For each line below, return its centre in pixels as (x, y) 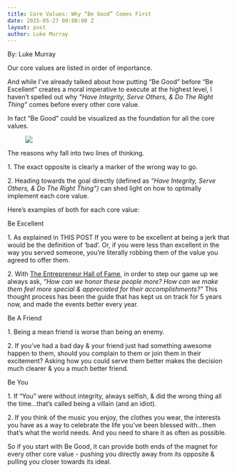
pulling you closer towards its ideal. (60, 462)
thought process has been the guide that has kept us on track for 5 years (115, 297)
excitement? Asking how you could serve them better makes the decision (115, 361)
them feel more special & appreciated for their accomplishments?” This (112, 289)
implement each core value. (48, 196)
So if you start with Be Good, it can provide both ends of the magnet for (113, 447)
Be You (18, 382)
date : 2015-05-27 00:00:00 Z (51, 21)
